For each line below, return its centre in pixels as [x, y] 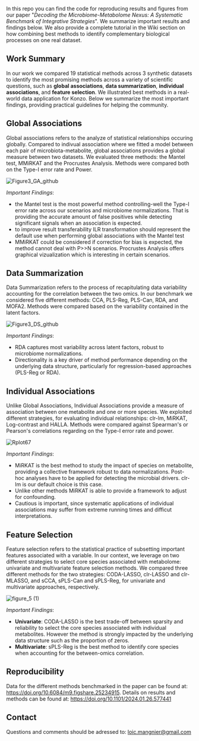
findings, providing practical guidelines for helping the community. [87, 105]
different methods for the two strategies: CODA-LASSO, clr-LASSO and [93, 574]
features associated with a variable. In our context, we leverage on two [93, 555]
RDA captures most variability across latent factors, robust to [89, 347]
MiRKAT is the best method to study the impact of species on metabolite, [104, 466]
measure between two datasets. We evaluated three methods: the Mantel [96, 156]
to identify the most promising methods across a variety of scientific [90, 79]
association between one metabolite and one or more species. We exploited [99, 412]
